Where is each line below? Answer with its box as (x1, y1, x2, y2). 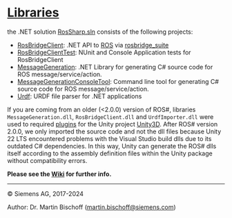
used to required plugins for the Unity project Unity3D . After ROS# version (7, 120, 218, 128)
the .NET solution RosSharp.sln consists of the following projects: (7, 28, 193, 36)
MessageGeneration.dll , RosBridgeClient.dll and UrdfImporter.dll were (7, 112, 214, 121)
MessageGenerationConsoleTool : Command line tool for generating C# (17, 77, 220, 85)
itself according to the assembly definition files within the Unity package (7, 149, 213, 157)
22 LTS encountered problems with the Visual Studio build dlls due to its (7, 134, 212, 142)
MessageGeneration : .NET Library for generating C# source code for (17, 63, 213, 71)
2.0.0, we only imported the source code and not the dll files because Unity (7, 127, 222, 135)
